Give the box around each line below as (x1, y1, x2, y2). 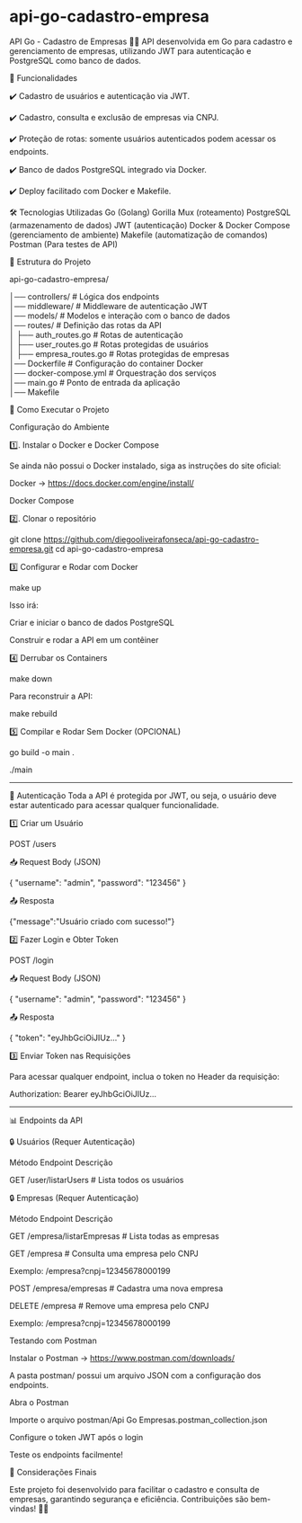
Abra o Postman (9, 1396, 69, 1408)
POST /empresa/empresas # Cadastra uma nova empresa (9, 1283, 223, 1294)
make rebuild (9, 708, 58, 718)
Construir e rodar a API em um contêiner (9, 634, 159, 645)
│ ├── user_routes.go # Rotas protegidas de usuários (9, 339, 209, 350)
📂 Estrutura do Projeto (9, 256, 92, 267)
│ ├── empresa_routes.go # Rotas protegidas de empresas (9, 348, 230, 359)
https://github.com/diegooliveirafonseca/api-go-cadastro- (43, 533, 260, 545)
